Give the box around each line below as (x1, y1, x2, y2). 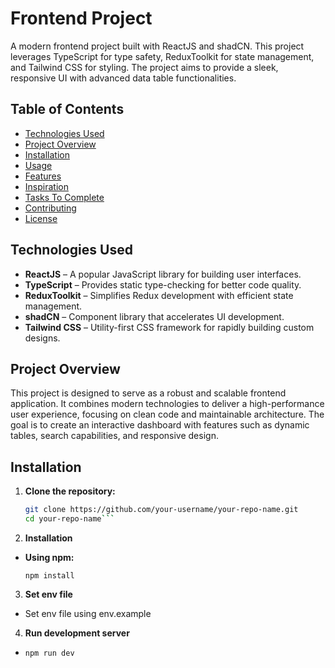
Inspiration (24, 180, 69, 192)
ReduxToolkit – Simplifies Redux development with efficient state (24, 289, 294, 301)
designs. (24, 332, 61, 344)
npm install (24, 570, 75, 581)
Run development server (24, 627, 130, 639)
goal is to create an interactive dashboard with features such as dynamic (10, 419, 310, 431)
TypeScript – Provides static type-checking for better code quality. (24, 278, 302, 291)
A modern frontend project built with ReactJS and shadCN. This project (10, 40, 305, 52)
